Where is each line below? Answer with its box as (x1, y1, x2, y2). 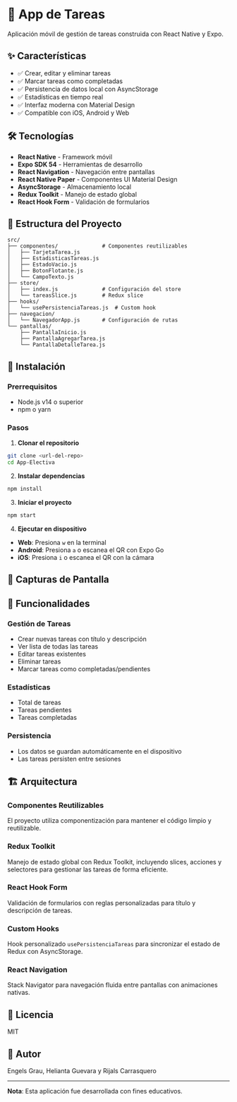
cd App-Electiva (7, 459, 55, 466)
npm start (7, 511, 37, 519)
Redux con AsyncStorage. (7, 948, 83, 956)
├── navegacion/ (7, 310, 55, 318)
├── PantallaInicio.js (20, 329, 87, 336)
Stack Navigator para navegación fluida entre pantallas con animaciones (7, 981, 218, 989)
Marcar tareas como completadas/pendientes (17, 664, 151, 673)
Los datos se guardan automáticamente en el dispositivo (17, 747, 182, 755)
